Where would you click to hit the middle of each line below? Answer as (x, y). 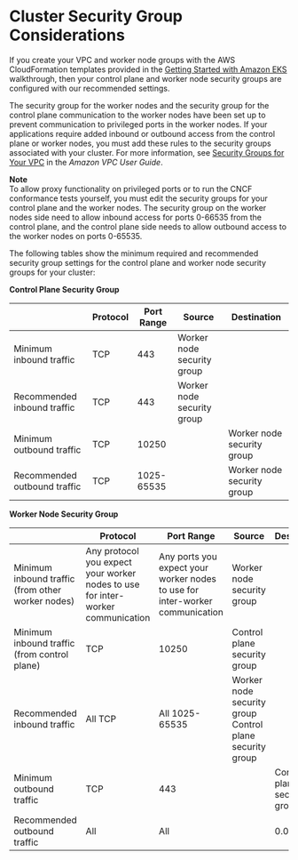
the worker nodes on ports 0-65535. (76, 236)
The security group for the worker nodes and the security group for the (139, 105)
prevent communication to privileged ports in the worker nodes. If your (138, 124)
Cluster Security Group (96, 16)
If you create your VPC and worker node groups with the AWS (122, 60)
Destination (256, 317)
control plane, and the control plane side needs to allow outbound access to (148, 226)
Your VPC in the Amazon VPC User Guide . (86, 162)
